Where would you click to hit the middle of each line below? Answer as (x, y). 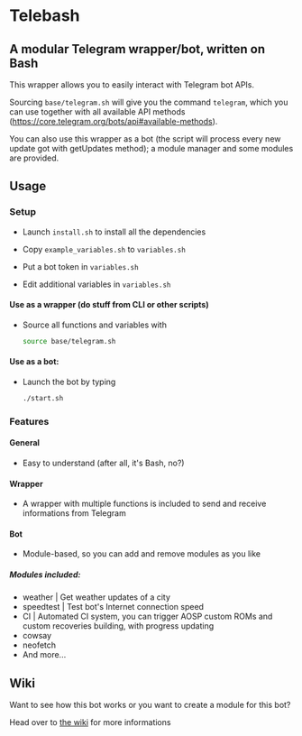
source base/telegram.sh (69, 341)
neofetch (39, 645)
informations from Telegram (74, 513)
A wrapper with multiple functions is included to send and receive (144, 504)
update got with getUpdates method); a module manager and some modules (151, 148)
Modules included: (45, 575)
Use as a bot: (34, 362)
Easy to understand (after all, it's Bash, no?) (103, 463)
